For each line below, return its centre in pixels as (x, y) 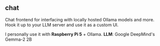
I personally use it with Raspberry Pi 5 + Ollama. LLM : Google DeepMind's (80, 34)
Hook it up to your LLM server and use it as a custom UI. (62, 25)
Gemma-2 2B (19, 39)
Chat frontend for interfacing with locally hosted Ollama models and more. (80, 19)
